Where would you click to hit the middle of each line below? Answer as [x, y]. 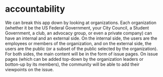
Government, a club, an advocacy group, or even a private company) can [79, 33]
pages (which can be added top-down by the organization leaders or [74, 59]
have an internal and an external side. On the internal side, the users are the [81, 38]
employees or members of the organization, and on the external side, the [78, 43]
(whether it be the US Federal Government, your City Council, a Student [77, 27]
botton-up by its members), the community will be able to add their [72, 64]
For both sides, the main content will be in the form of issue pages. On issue [81, 54]
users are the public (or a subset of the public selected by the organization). [81, 49]
